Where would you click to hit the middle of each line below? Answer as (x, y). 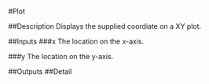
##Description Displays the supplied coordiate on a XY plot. (105, 26)
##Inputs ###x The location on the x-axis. (76, 41)
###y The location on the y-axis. (61, 56)
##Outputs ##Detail (40, 72)
